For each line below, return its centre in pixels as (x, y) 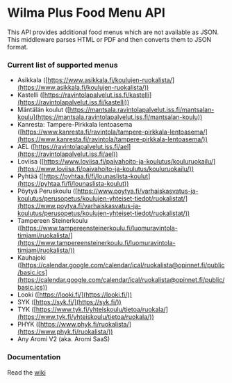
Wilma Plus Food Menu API (86, 13)
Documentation (34, 357)
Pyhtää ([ (30, 176)
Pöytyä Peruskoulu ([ (47, 191)
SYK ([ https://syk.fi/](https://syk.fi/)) (69, 302)
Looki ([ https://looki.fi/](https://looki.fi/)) (75, 295)
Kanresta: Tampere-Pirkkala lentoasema (75, 125)
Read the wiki (27, 372)
